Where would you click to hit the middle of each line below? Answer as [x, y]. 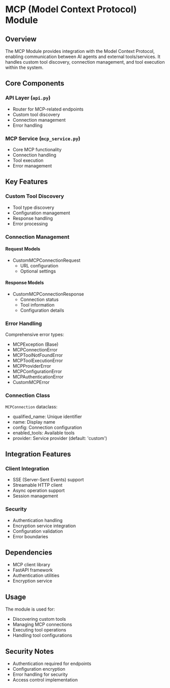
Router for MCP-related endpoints [48, 109]
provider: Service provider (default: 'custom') [60, 438]
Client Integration [27, 469]
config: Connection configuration [47, 427]
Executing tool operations [39, 630]
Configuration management [41, 213]
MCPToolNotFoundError [38, 355]
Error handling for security [40, 675]
